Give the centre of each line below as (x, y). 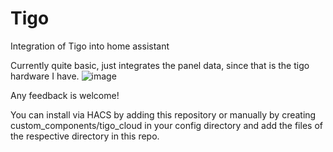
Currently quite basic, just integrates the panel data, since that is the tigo (160, 65)
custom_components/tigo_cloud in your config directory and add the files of (166, 125)
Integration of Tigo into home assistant (90, 46)
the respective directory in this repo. (85, 136)
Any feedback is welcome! (65, 95)
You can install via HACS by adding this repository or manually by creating (163, 114)
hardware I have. (45, 76)
